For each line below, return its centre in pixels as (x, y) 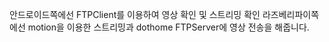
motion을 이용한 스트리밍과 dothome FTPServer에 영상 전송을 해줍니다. (168, 27)
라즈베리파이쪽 (291, 14)
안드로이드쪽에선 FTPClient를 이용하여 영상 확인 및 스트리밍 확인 (135, 14)
